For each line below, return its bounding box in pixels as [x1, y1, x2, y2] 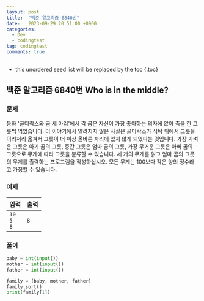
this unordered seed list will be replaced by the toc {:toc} [15, 66, 159, 73]
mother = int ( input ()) [6, 261, 64, 267]
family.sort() [6, 283, 43, 290]
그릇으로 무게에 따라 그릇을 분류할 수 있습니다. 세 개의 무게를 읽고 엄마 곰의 [6, 151, 184, 158]
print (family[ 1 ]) [6, 289, 51, 295]
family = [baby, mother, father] [6, 278, 92, 284]
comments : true [6, 49, 45, 55]
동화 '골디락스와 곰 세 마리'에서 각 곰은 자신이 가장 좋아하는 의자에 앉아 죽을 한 [6, 120, 192, 128]
